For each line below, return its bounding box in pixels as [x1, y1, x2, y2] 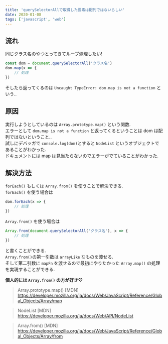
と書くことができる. [5, 247, 46, 254]
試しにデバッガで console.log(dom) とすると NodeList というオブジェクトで [5, 140, 159, 146]
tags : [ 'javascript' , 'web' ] [5, 17, 66, 22]
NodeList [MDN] [17, 307, 52, 313]
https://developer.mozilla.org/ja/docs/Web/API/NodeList [17, 312, 134, 319]
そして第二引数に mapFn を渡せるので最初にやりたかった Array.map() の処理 [5, 260, 160, 266]
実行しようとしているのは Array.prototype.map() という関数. [5, 121, 131, 127]
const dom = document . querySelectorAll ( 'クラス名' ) [5, 61, 112, 66]
